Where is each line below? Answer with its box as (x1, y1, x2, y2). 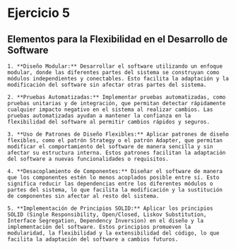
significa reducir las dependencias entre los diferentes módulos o (7, 180, 213, 187)
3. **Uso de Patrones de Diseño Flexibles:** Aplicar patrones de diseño (7, 131, 230, 138)
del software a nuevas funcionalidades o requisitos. (7, 155, 170, 162)
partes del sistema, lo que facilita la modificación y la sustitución (7, 186, 223, 194)
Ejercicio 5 (7, 5, 71, 21)
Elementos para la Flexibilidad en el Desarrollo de (7, 33, 228, 45)
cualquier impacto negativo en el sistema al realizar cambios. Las (7, 106, 213, 113)
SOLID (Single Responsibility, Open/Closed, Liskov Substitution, (7, 211, 207, 218)
